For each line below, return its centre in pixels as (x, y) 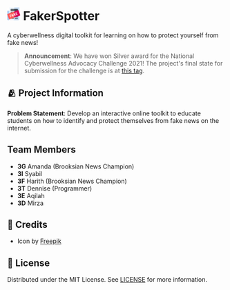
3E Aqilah (31, 195)
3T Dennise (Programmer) (55, 188)
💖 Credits (28, 224)
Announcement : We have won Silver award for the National (109, 56)
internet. (19, 128)
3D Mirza (30, 203)
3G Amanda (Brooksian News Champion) (76, 166)
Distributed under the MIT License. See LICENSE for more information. (107, 280)
